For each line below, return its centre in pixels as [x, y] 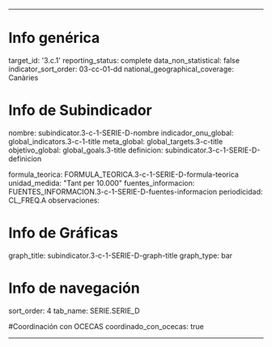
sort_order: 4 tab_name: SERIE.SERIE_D [74, 311]
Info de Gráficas [64, 233]
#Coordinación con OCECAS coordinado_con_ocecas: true [106, 326]
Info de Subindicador [80, 111]
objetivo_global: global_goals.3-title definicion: [86, 150]
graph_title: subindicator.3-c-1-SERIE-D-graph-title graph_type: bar [121, 255]
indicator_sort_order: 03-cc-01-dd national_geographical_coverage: [121, 69]
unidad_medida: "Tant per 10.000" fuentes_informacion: [102, 182]
